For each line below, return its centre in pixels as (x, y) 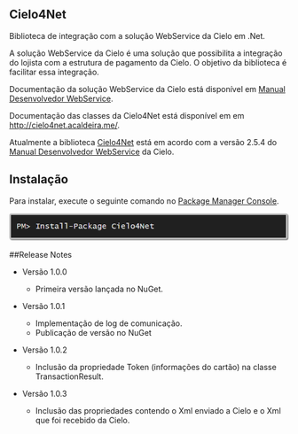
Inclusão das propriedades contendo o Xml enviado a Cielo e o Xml (158, 411)
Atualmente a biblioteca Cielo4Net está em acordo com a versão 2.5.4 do (143, 142)
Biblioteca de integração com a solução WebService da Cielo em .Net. (137, 35)
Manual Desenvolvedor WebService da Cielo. (92, 151)
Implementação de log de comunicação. (109, 323)
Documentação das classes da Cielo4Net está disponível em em (127, 115)
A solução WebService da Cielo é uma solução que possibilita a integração (146, 53)
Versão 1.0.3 (44, 394)
